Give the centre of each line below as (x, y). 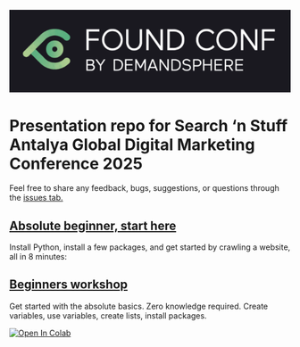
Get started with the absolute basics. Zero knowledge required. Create (139, 306)
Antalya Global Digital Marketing (132, 145)
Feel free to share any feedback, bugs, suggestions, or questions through (144, 188)
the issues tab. (37, 198)
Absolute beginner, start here (93, 225)
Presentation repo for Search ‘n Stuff (149, 125)
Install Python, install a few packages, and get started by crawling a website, (150, 247)
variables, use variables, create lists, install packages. (108, 315)
